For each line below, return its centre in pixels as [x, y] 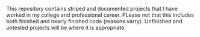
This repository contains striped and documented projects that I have [92, 9]
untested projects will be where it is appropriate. [66, 27]
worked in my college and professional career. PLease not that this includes [100, 15]
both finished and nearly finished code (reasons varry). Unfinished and [94, 21]
